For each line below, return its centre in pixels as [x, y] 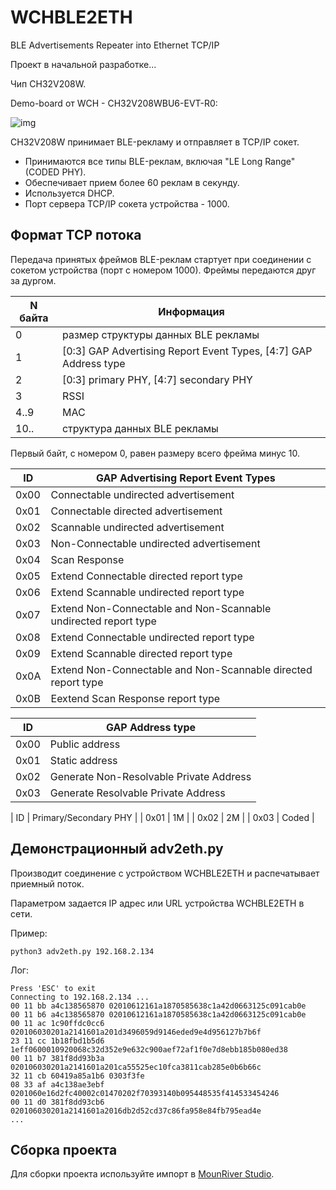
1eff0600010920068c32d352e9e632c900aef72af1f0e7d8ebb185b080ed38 [149, 1049]
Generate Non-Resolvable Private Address [150, 776]
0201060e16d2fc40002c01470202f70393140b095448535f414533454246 [145, 1093]
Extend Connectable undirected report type [152, 637]
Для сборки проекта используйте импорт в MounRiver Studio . [142, 1174]
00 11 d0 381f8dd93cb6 [57, 1102]
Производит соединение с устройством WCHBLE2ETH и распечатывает [165, 873]
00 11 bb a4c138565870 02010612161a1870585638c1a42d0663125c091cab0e [158, 1006]
